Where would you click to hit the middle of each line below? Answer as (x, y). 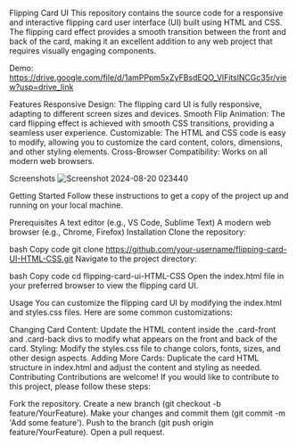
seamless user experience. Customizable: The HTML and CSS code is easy (148, 132)
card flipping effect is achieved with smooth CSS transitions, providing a (142, 123)
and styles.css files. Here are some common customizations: (121, 312)
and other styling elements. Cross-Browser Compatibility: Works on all (138, 152)
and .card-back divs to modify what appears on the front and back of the (144, 339)
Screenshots (33, 178)
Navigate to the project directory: (136, 259)
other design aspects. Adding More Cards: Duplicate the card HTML (134, 358)
